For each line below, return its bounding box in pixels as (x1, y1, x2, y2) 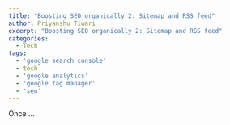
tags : (8, 49, 27, 57)
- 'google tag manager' (15, 79, 96, 87)
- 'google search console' (15, 57, 107, 65)
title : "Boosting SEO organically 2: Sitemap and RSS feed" (8, 11, 216, 20)
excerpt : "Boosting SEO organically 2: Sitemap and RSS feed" (8, 27, 223, 35)
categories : (8, 34, 49, 43)
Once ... (8, 109, 35, 119)
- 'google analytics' (15, 72, 89, 80)
